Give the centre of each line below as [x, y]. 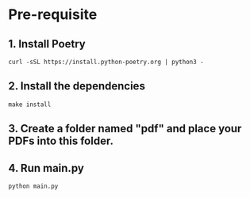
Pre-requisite [53, 15]
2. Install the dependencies [77, 86]
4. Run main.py [46, 168]
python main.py [33, 187]
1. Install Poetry [47, 44]
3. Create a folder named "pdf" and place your [125, 129]
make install [30, 105]
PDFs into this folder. [61, 141]
